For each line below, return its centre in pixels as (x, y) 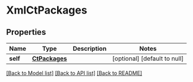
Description (90, 49)
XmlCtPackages (47, 10)
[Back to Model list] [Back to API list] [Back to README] (74, 73)
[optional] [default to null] (148, 58)
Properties (26, 32)
